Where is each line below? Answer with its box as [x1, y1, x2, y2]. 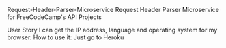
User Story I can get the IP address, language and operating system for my [7, 26, 218, 34]
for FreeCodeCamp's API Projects [7, 13, 102, 21]
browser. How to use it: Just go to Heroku [7, 33, 124, 41]
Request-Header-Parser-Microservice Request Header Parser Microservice [7, 6, 220, 14]
